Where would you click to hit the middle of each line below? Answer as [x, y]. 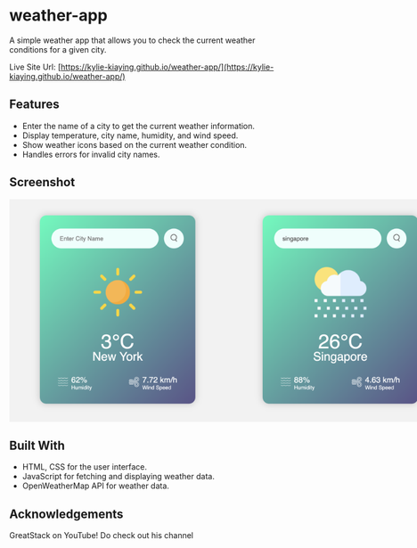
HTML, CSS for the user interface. [85, 467]
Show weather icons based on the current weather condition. [135, 144]
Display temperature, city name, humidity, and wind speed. [130, 135]
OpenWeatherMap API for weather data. [95, 486]
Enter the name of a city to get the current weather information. [139, 126]
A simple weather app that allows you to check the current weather [132, 40]
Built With [37, 445]
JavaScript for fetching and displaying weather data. [119, 477]
